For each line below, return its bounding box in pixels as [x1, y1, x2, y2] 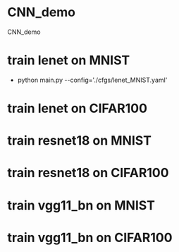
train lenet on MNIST [7, 52, 130, 68]
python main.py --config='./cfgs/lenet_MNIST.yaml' [17, 76, 168, 84]
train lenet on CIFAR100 [7, 100, 148, 116]
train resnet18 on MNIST [7, 133, 152, 149]
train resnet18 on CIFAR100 [7, 165, 169, 181]
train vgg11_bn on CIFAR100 [7, 229, 173, 246]
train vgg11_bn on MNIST [7, 197, 155, 213]
